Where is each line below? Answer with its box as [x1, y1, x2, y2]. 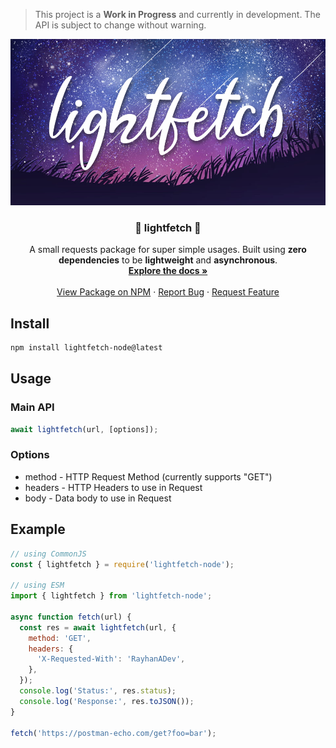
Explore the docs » [128, 265, 208, 277]
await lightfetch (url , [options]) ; [10, 424, 159, 434]
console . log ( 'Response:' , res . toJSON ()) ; [19, 696, 195, 706]
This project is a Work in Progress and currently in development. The [34, 9, 321, 20]
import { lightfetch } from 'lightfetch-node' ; [10, 591, 213, 601]
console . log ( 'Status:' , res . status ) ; [19, 686, 177, 696]
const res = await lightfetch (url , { [19, 622, 177, 633]
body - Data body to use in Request [24, 492, 172, 504]
